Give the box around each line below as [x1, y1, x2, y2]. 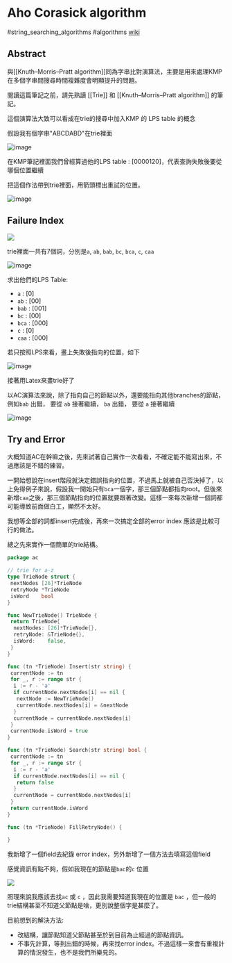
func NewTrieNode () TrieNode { [7, 611, 98, 619]
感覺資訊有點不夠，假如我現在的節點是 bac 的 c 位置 [7, 864, 149, 873]
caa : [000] [17, 334, 48, 342]
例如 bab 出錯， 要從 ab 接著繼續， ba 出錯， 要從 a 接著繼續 [7, 400, 175, 408]
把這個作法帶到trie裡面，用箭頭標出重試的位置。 [7, 181, 144, 189]
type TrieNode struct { [7, 573, 76, 581]
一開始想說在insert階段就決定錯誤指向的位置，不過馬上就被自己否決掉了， [7, 476, 218, 484]
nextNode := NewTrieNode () [16, 695, 95, 702]
